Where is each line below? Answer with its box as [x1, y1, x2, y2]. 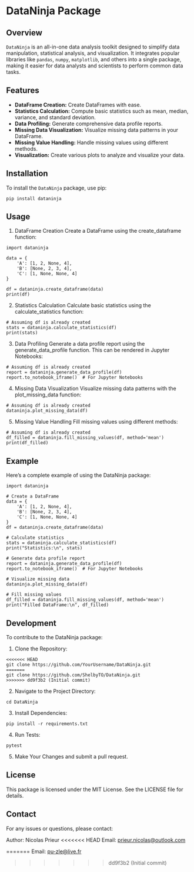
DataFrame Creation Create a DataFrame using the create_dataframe [14, 227, 181, 235]
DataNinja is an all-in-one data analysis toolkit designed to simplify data [6, 43, 180, 50]
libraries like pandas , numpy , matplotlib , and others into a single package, [6, 56, 182, 63]
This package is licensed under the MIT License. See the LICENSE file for [6, 786, 183, 793]
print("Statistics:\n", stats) [6, 545, 83, 551]
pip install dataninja [6, 196, 62, 201]
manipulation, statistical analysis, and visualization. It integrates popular [6, 50, 180, 57]
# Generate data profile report [6, 555, 85, 562]
